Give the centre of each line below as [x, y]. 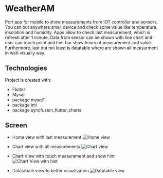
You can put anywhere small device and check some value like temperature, [81, 27]
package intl [25, 105]
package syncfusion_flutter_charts [47, 110]
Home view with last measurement [47, 137]
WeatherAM [30, 9]
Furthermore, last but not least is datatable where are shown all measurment [81, 48]
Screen [16, 125]
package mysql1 [28, 100]
